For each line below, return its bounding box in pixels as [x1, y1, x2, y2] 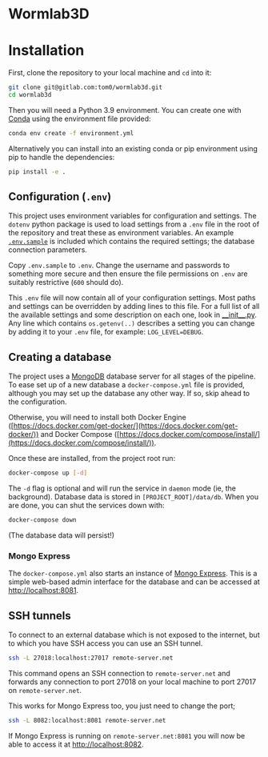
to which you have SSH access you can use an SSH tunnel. [8, 639, 203, 648]
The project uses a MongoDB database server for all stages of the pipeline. [8, 371, 256, 381]
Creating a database [8, 350, 112, 364]
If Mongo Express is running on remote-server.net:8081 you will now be [8, 731, 246, 740]
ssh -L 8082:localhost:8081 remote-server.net [8, 716, 166, 724]
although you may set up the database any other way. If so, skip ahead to [8, 389, 250, 399]
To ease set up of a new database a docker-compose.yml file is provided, [8, 380, 246, 390]
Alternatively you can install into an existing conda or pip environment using [8, 143, 258, 153]
